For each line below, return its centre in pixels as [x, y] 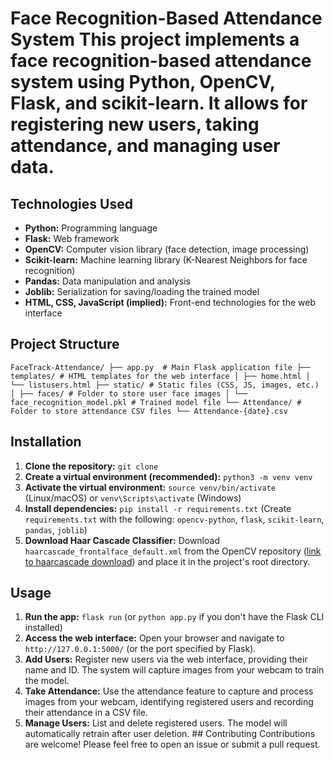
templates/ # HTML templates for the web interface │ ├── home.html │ [160, 376]
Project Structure [65, 344]
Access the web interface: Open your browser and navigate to [154, 638]
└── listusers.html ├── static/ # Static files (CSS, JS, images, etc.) [165, 385]
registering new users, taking [135, 124]
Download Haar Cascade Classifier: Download [122, 540]
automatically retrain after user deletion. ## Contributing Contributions [170, 734]
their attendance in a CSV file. [86, 713]
